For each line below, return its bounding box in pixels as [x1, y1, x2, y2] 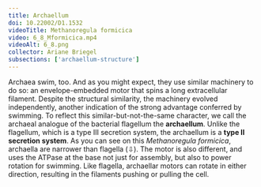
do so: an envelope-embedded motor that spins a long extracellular [8, 85, 228, 95]
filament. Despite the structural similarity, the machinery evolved [8, 94, 218, 103]
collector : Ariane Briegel [8, 48, 97, 56]
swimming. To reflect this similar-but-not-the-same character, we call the [8, 110, 247, 120]
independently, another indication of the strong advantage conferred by [8, 102, 242, 111]
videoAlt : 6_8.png [8, 41, 69, 49]
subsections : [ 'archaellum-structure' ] [8, 56, 140, 64]
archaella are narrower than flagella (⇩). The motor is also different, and [8, 144, 243, 154]
